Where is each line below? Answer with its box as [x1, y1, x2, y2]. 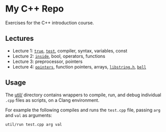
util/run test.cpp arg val [5, 122, 62, 127]
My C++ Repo [5, 3, 64, 15]
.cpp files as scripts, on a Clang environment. [5, 97, 100, 103]
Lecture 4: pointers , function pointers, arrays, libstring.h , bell [12, 63, 147, 70]
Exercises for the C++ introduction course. [5, 20, 94, 26]
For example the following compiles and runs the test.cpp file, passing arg [5, 107, 161, 113]
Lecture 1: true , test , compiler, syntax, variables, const [12, 47, 128, 53]
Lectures [5, 34, 34, 43]
